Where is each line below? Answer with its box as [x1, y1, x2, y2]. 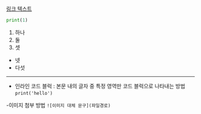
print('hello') [14, 90, 53, 96]
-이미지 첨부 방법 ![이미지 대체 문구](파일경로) [6, 101, 111, 109]
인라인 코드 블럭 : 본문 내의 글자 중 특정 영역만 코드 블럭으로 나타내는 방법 [14, 82, 185, 89]
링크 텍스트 [6, 5, 32, 12]
